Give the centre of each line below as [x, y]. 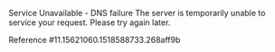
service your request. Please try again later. [90, 22]
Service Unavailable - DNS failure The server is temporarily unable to [137, 13]
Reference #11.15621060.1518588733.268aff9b [95, 40]
